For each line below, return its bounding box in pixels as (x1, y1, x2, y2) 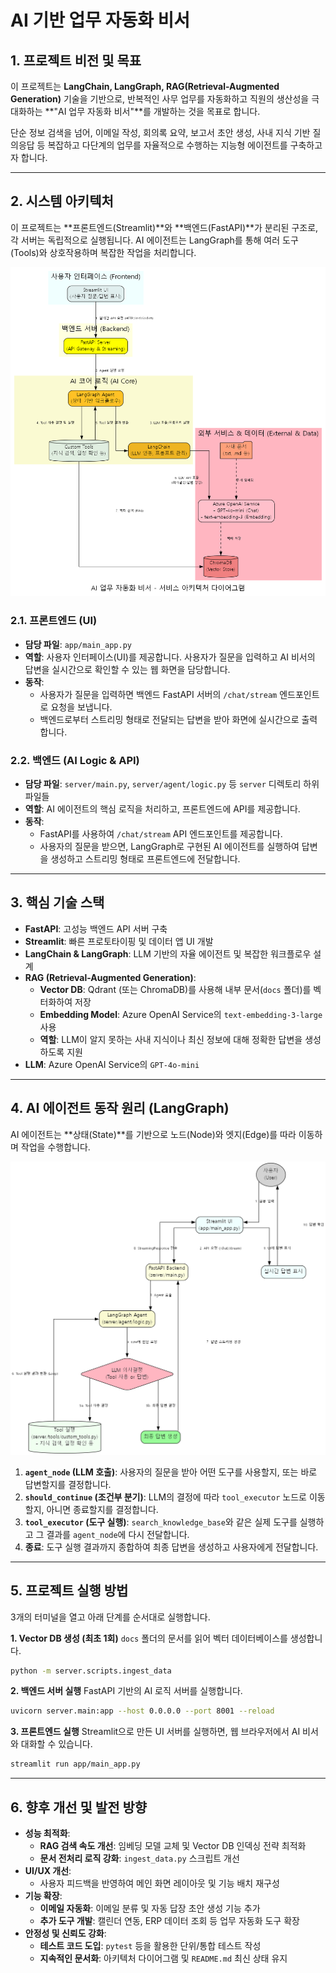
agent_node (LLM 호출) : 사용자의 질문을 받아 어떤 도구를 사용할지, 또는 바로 (24, 1466, 318, 1478)
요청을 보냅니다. (50, 701, 113, 713)
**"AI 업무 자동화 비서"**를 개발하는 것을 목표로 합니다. (44, 106, 261, 117)
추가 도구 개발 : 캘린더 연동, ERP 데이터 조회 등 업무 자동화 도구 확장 (39, 1914, 300, 1926)
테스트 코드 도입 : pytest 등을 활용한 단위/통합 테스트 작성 (39, 1939, 262, 1951)
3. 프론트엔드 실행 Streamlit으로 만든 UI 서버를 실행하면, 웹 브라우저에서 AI (10, 1726, 301, 1738)
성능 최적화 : (24, 1827, 71, 1839)
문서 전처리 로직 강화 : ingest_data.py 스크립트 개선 (39, 1852, 240, 1864)
